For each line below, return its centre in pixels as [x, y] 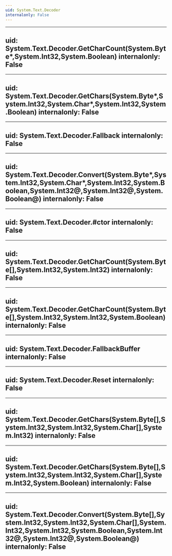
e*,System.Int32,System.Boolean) [61, 56]
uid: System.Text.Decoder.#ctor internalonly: [79, 222]
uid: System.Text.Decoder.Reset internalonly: [80, 380]
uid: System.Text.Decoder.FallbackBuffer [73, 349]
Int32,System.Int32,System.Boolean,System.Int [84, 531]
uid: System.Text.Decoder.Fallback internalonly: [84, 135]
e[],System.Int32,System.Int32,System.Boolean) [85, 317]
